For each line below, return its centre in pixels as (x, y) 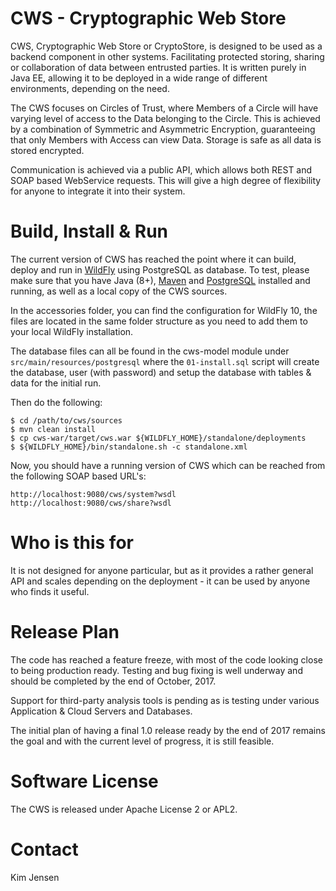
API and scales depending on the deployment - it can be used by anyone (160, 581)
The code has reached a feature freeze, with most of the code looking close (166, 659)
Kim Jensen (35, 877)
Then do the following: (56, 402)
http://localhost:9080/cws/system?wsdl (93, 494)
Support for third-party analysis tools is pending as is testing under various (165, 700)
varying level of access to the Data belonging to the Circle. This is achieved (165, 118)
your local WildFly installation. (72, 331)
